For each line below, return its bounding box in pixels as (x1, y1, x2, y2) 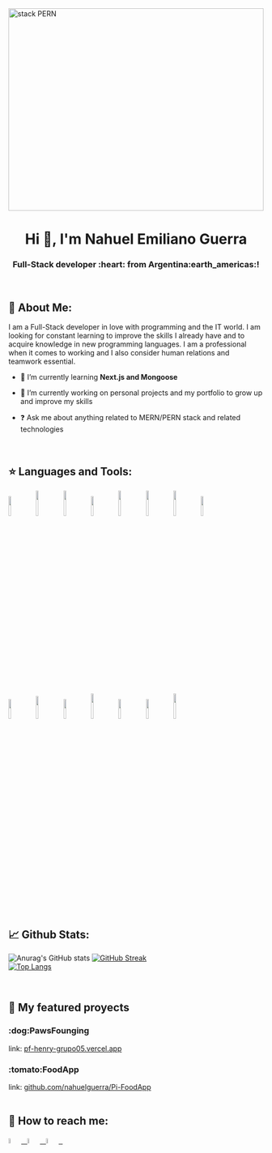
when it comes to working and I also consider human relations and (8, 348, 230, 358)
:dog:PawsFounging (8, 1025, 90, 1036)
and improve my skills (19, 397, 93, 406)
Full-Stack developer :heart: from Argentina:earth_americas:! (12, 259, 260, 270)
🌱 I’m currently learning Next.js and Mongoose (19, 372, 178, 382)
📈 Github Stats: (8, 927, 90, 942)
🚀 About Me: (8, 300, 73, 314)
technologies (19, 424, 64, 434)
